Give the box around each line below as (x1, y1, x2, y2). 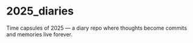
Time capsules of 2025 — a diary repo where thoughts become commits (6, 24, 188, 31)
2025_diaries (6, 4, 74, 18)
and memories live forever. (6, 30, 73, 38)
